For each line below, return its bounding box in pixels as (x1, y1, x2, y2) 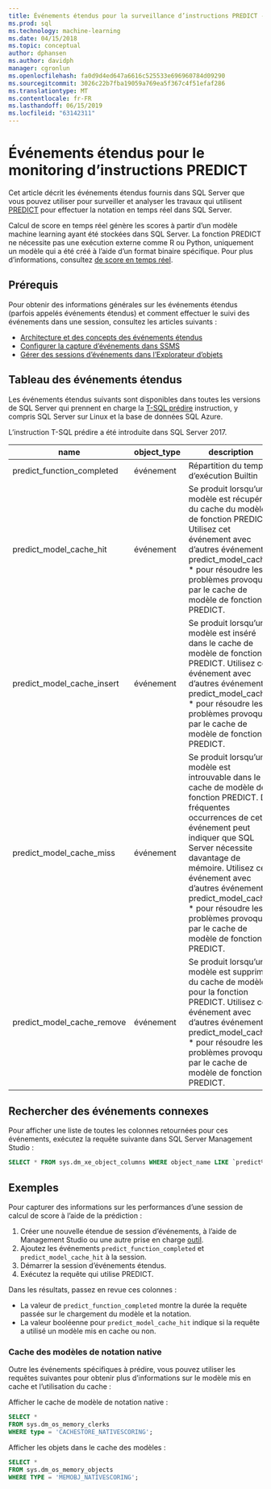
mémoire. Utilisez (188, 862, 254, 874)
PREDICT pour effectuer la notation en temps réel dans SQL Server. (8, 205, 232, 215)
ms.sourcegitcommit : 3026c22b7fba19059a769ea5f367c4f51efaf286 (8, 79, 226, 87)
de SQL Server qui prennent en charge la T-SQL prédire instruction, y (8, 402, 239, 412)
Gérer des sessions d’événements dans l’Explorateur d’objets (19, 349, 223, 359)
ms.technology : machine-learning (8, 27, 121, 35)
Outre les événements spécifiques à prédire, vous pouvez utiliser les (8, 1365, 236, 1374)
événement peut (188, 822, 251, 833)
